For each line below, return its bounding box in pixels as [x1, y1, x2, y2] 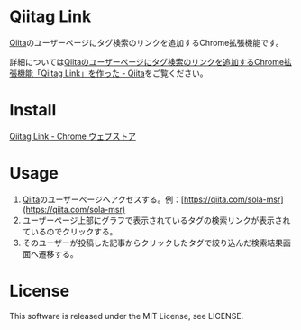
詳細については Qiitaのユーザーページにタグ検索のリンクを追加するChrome [9, 56, 285, 67]
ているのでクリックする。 [22, 225, 118, 236]
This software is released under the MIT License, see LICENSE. [9, 310, 244, 321]
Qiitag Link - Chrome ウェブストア [9, 131, 137, 142]
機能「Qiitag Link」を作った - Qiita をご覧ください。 [16, 68, 209, 78]
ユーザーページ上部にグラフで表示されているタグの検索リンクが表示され [22, 215, 291, 225]
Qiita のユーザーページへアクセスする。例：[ [22, 194, 185, 205]
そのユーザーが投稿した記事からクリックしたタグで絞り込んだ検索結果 [22, 237, 284, 248]
